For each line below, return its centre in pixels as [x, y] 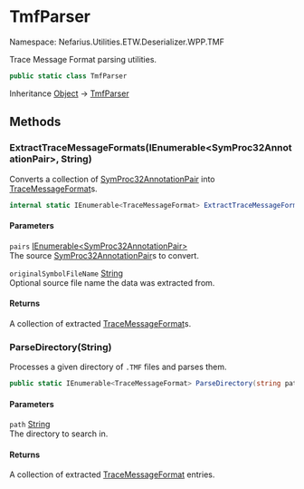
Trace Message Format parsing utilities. [83, 59]
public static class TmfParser [68, 76]
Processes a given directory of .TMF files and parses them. [119, 367]
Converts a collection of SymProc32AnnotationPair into [112, 179]
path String [30, 425]
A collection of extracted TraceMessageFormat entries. [112, 474]
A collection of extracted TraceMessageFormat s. [100, 323]
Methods [35, 122]
